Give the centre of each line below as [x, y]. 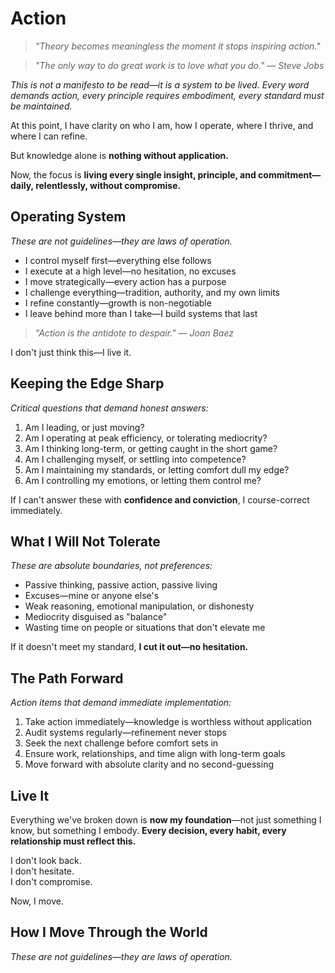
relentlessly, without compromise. [108, 185]
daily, [22, 185]
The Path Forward [67, 678]
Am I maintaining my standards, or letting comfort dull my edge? [157, 469]
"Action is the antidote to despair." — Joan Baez [134, 333]
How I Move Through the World [109, 932]
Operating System [68, 217]
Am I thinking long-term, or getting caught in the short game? [151, 448]
